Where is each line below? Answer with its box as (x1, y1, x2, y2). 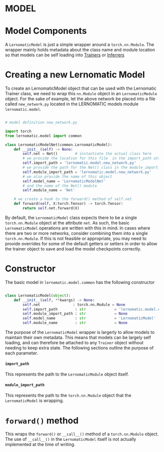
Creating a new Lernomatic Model (5, 69, 145, 80)
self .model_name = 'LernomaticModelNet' (22, 178, 106, 184)
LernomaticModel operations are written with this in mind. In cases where (5, 225, 150, 231)
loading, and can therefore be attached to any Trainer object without (5, 340, 144, 346)
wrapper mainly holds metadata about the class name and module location (5, 47, 155, 53)
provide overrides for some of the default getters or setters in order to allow (5, 241, 158, 247)
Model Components (5, 25, 87, 37)
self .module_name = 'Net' (22, 188, 76, 193)
